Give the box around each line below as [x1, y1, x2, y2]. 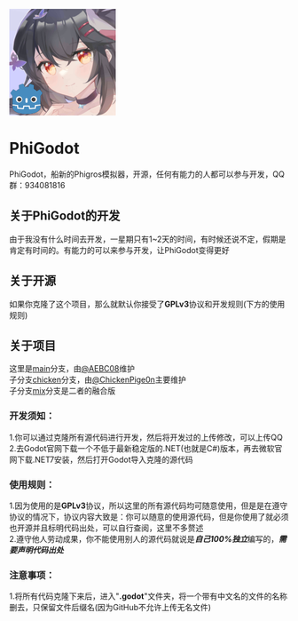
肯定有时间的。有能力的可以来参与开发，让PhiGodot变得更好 [9, 244, 230, 255]
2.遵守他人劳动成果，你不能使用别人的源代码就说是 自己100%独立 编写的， [9, 533, 279, 544]
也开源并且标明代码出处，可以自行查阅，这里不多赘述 [9, 522, 204, 533]
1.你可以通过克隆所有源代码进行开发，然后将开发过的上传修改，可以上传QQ [9, 432, 284, 442]
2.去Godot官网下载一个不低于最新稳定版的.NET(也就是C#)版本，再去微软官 [9, 442, 283, 453]
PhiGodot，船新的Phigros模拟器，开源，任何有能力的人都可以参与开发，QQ [9, 169, 286, 179]
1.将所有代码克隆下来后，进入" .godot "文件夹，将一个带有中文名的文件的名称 [9, 591, 288, 601]
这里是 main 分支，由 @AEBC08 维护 [9, 363, 136, 374]
